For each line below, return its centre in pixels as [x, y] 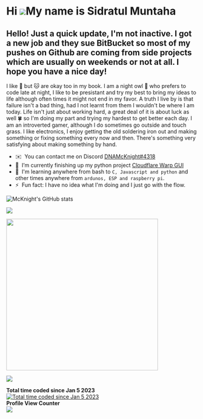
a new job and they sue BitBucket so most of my [98, 43]
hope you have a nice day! [57, 71]
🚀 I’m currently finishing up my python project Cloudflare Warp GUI [99, 165]
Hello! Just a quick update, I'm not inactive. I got [99, 34]
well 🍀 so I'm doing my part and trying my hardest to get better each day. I [99, 118]
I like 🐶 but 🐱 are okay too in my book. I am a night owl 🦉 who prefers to [96, 86]
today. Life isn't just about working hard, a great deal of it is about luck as [98, 112]
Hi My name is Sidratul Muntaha [91, 11]
